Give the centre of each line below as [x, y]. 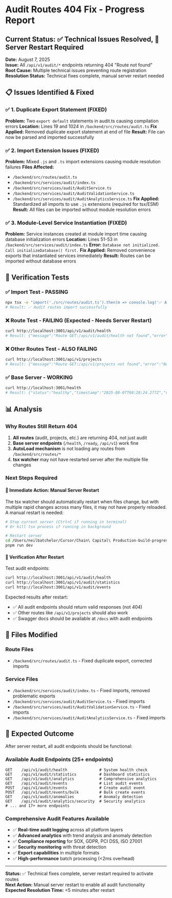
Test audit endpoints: [28, 568]
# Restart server [24, 536]
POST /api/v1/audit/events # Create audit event [75, 788]
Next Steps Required [31, 478]
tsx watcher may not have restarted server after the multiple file [80, 459]
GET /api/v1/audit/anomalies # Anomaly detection [74, 797]
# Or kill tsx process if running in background [58, 527]
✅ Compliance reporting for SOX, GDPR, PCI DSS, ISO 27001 [77, 841]
